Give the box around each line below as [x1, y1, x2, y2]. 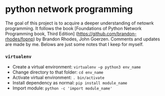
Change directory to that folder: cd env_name [12, 69, 103, 75]
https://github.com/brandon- [77, 30, 136, 36]
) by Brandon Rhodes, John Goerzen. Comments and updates [33, 36, 160, 42]
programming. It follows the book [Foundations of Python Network [5, 25, 142, 31]
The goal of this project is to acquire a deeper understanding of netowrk [5, 20, 154, 26]
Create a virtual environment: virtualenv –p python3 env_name [12, 64, 141, 70]
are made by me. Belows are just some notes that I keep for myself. [5, 41, 144, 47]
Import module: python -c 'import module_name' [12, 85, 112, 91]
